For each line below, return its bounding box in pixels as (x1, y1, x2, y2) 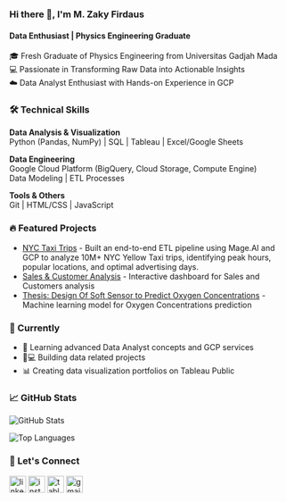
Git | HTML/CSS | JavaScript (9, 200, 114, 211)
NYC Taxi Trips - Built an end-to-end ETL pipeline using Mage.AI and (21, 242, 275, 253)
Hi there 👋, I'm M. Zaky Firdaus (9, 8, 145, 21)
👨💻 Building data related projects (21, 352, 146, 363)
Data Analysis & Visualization (9, 127, 120, 138)
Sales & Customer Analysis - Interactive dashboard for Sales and (21, 271, 260, 281)
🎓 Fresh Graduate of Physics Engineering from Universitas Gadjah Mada (9, 51, 278, 62)
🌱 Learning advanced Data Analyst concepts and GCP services (21, 342, 254, 353)
